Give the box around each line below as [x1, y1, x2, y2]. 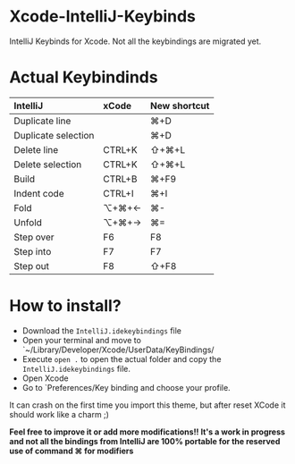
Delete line [13, 143, 59, 156]
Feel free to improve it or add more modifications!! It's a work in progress [9, 426, 286, 437]
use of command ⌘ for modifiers [9, 445, 134, 456]
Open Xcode [21, 373, 69, 384]
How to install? [9, 296, 122, 316]
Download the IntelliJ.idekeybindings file [21, 325, 181, 336]
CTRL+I [102, 187, 134, 199]
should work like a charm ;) [9, 409, 110, 419]
